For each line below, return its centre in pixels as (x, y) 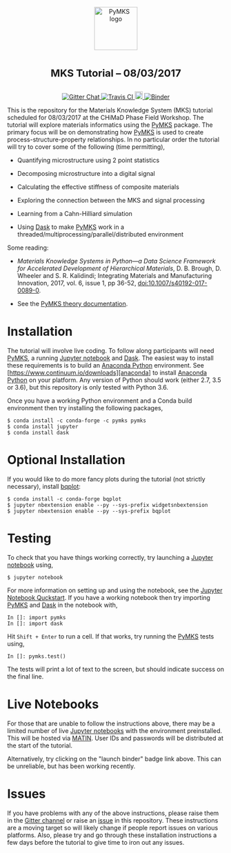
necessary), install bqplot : (44, 487)
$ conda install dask (38, 433)
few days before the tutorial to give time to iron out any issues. (96, 842)
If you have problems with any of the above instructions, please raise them (113, 813)
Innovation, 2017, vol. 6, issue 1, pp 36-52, (77, 283)
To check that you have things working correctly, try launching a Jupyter (110, 558)
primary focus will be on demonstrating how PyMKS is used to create (106, 132)
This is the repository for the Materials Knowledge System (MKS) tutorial (110, 110)
